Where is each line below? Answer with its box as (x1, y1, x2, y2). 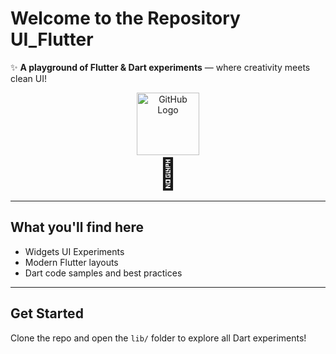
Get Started (10, 305, 84, 322)
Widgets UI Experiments (24, 245, 125, 257)
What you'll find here (10, 219, 145, 236)
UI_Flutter (10, 28, 94, 51)
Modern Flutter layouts (24, 256, 119, 268)
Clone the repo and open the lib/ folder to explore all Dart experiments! (10, 332, 307, 344)
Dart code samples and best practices (24, 267, 183, 279)
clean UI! (10, 72, 47, 84)
